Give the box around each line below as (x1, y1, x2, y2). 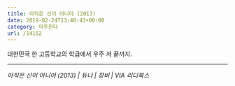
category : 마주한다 (7, 23, 58, 30)
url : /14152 (7, 29, 42, 37)
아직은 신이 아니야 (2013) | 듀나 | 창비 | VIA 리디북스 (7, 71, 150, 80)
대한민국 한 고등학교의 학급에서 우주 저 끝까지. (7, 50, 133, 58)
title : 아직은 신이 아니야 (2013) (7, 10, 97, 17)
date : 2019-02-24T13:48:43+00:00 (7, 17, 105, 24)
